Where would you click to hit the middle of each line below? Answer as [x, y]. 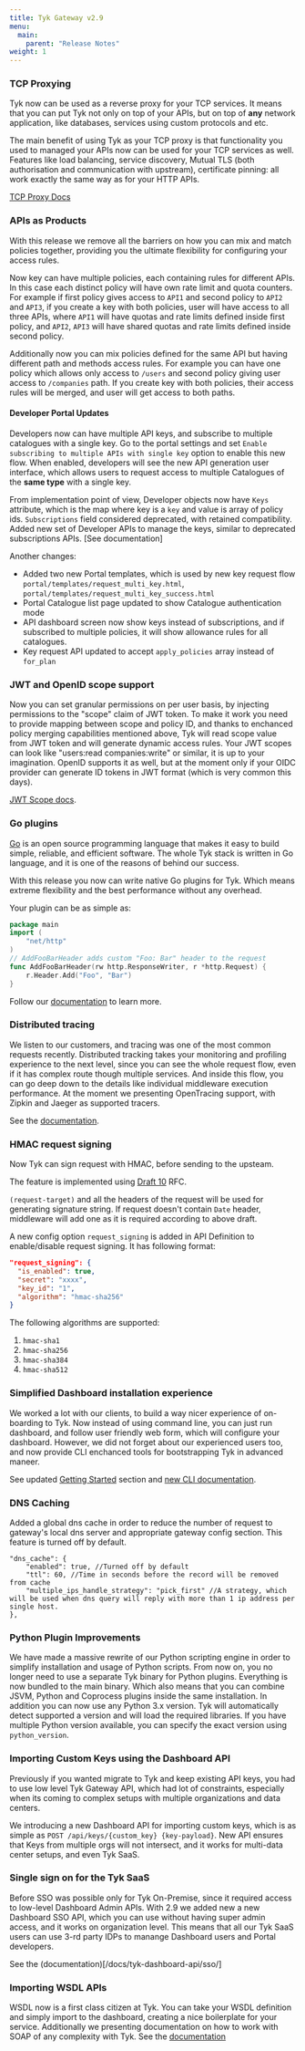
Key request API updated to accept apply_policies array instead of [148, 651]
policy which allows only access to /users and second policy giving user [145, 373]
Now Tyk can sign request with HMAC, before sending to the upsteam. [142, 1164]
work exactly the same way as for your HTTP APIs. [105, 180]
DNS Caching [40, 1503]
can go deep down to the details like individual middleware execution [139, 1083]
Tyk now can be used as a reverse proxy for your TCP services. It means [146, 104]
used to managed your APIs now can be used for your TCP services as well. [152, 151]
